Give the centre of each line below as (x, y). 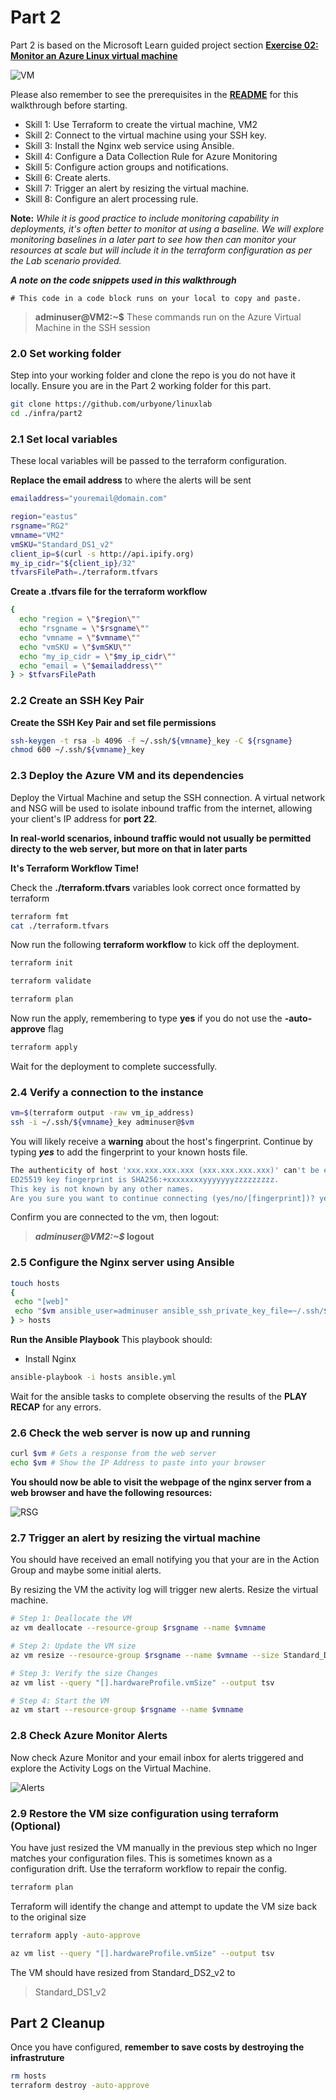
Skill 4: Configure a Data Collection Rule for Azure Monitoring (151, 156)
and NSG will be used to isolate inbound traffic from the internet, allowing (161, 808)
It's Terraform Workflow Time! (75, 868)
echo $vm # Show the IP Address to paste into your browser (138, 1463)
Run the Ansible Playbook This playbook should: (111, 1340)
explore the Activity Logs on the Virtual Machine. (111, 1768)
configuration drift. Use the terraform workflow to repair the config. (149, 1868)
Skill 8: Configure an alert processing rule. (111, 198)
